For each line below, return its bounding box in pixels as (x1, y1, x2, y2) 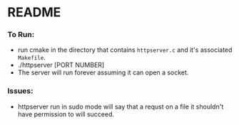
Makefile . (17, 53, 46, 62)
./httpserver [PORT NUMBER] (17, 61, 105, 70)
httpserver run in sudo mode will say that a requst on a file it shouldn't (17, 102, 224, 111)
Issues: (7, 86, 34, 96)
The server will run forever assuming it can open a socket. (17, 68, 189, 77)
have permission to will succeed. (17, 109, 115, 118)
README (7, 4, 61, 21)
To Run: (7, 30, 35, 40)
